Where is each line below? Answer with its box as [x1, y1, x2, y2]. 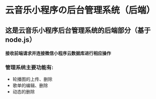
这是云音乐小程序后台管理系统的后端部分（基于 [5, 26, 151, 34]
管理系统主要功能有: [5, 64, 54, 71]
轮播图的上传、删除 [12, 76, 53, 82]
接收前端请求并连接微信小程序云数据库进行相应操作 [5, 50, 111, 56]
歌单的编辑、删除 [12, 82, 48, 88]
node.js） [5, 35, 36, 44]
